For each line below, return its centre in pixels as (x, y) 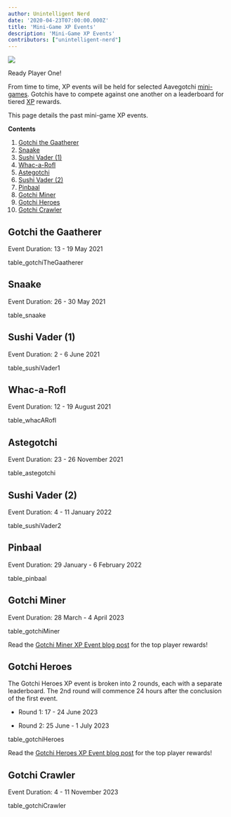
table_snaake (27, 315)
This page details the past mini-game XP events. (78, 115)
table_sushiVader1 (34, 368)
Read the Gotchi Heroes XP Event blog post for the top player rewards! (110, 753)
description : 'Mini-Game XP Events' (61, 33)
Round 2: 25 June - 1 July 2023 (64, 726)
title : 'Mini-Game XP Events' (52, 27)
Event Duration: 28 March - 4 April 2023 (66, 617)
